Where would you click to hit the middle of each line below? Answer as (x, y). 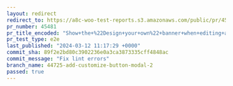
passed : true (25, 71)
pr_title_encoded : (33, 33)
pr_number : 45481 (32, 26)
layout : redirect (32, 14)
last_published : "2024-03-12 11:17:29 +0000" (73, 46)
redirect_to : (25, 20)
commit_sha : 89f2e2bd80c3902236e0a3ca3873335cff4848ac (88, 53)
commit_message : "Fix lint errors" (58, 59)
